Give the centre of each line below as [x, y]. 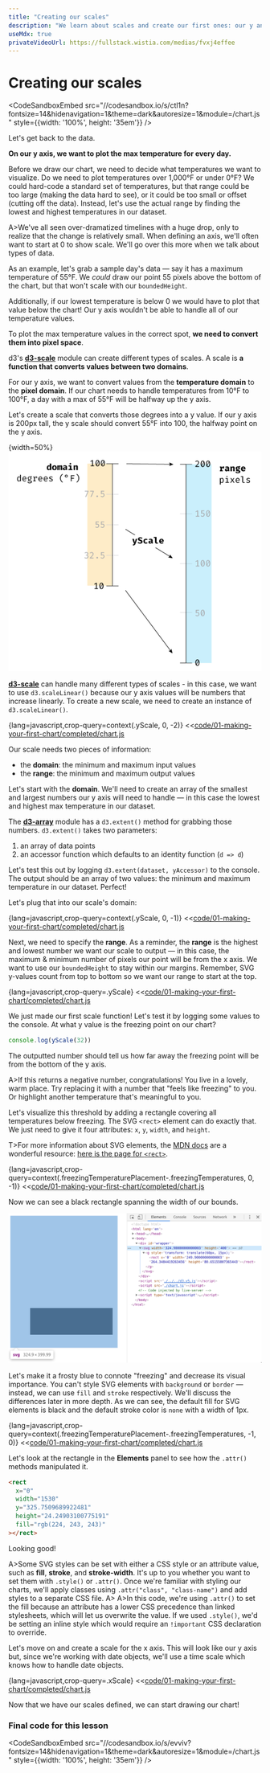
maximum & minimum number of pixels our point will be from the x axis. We [133, 960]
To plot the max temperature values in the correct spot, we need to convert [133, 334]
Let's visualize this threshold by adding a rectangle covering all [112, 1112]
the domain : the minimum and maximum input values [108, 765]
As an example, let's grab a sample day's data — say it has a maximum [126, 268]
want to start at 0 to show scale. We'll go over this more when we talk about [134, 244]
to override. [27, 1632]
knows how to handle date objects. [66, 1664]
